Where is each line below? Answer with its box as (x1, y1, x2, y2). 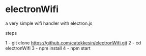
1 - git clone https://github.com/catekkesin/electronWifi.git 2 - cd (5, 39, 141, 46)
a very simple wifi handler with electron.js (5, 20, 93, 26)
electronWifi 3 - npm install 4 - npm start (5, 45, 91, 51)
